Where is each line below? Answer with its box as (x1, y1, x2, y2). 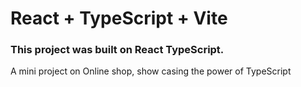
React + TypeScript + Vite (10, 7, 228, 30)
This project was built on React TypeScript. (10, 43, 225, 57)
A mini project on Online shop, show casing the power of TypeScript (10, 65, 292, 77)
